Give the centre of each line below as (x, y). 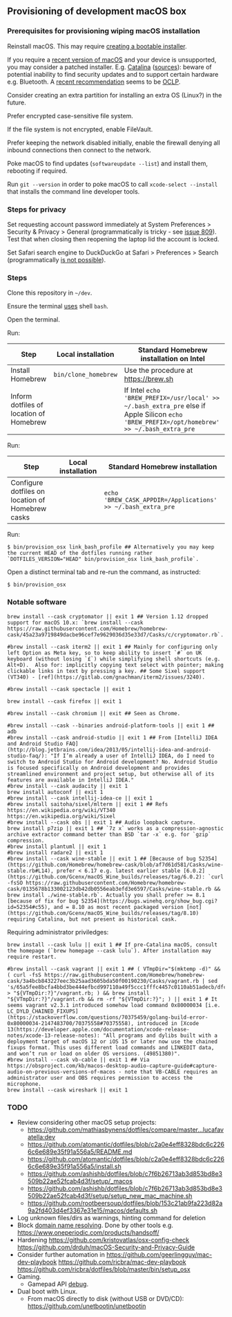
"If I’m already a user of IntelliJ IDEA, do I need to (133, 756)
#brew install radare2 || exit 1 (55, 853)
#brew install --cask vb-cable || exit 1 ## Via (78, 1060)
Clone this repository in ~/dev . (50, 293)
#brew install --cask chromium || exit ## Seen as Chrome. (94, 713)
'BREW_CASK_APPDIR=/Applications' (161, 500)
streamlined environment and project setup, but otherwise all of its (111, 774)
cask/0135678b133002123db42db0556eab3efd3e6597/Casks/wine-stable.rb (109, 889)
